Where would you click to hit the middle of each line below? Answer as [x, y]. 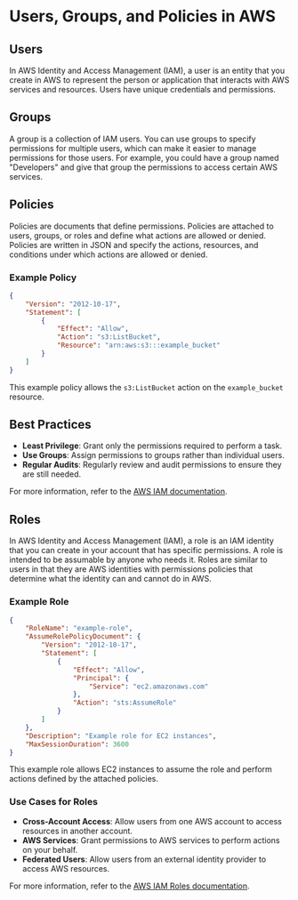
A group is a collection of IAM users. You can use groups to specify [133, 139]
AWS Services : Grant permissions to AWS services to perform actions [151, 840]
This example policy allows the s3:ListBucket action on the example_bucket [146, 387]
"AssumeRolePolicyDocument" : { [83, 637]
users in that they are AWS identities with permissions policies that [131, 569]
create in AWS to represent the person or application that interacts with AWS [149, 80]
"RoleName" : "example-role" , [79, 629]
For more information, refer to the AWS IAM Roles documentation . [130, 886]
